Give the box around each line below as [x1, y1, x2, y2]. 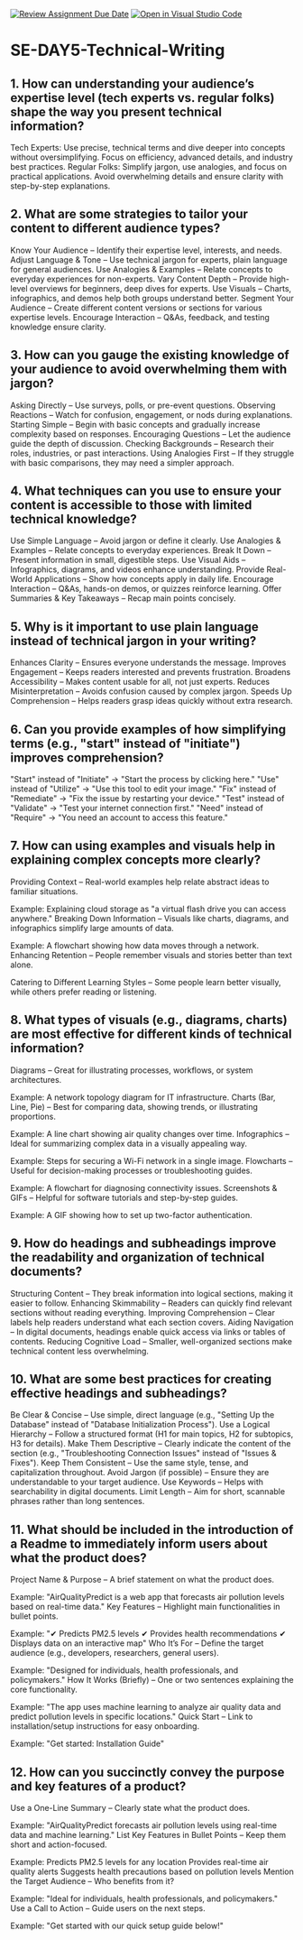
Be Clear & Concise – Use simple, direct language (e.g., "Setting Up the [10, 1409, 275, 1420]
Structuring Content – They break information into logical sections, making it [10, 1288, 294, 1298]
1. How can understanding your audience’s [10, 76, 255, 91]
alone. [10, 959, 34, 970]
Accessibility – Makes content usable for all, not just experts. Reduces [10, 677, 270, 688]
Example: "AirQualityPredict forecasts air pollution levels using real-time [10, 1819, 278, 1831]
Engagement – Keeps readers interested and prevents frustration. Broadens [10, 667, 291, 678]
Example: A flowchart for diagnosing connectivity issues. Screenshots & [10, 1182, 278, 1193]
